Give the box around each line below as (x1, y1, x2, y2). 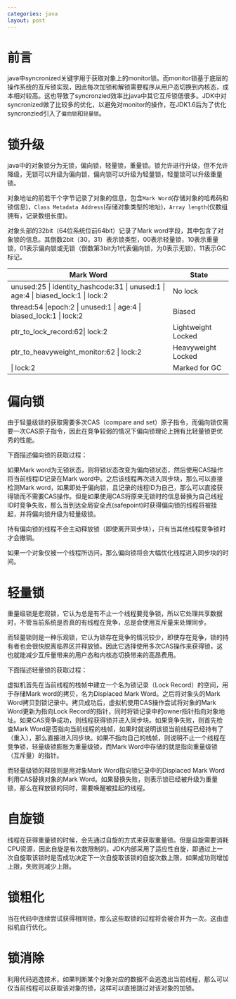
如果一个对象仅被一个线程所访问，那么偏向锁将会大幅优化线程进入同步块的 (7, 548, 223, 557)
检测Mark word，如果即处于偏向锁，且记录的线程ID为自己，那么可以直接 (7, 484, 217, 492)
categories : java (7, 10, 58, 18)
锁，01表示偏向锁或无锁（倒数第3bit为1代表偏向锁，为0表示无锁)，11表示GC (7, 244, 226, 252)
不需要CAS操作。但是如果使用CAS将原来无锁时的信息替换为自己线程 (25, 492, 223, 501)
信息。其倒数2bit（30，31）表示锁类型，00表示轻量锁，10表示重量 (25, 235, 219, 244)
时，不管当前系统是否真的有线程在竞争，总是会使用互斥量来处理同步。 (7, 618, 211, 627)
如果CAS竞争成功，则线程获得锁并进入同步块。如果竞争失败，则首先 (19, 716, 217, 725)
